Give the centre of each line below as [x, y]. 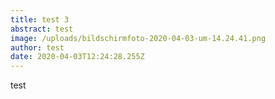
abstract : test [42, 29]
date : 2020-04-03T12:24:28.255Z [77, 57]
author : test [37, 47]
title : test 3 [40, 19]
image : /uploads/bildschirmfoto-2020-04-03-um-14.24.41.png [138, 38]
